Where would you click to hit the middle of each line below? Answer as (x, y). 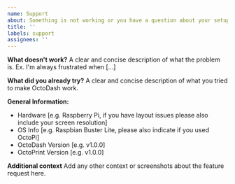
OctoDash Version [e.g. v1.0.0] (61, 145)
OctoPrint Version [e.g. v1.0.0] (60, 153)
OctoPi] (28, 138)
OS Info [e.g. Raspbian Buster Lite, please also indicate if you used (113, 130)
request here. (27, 174)
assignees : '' (28, 40)
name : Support (28, 14)
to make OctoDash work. (43, 88)
